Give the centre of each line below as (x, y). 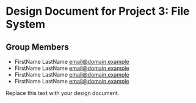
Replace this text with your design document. (63, 93)
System (26, 24)
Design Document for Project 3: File (98, 11)
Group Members (38, 47)
